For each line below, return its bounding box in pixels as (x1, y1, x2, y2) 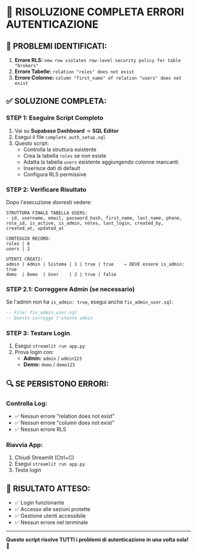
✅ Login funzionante (14, 499, 64, 506)
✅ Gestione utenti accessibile (14, 512, 86, 519)
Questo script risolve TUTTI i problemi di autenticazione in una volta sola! (6, 536, 189, 543)
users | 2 (6, 246, 30, 251)
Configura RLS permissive (23, 171, 87, 178)
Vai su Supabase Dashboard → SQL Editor (14, 127, 119, 134)
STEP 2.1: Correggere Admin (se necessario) (6, 285, 135, 293)
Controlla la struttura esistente (23, 146, 97, 153)
